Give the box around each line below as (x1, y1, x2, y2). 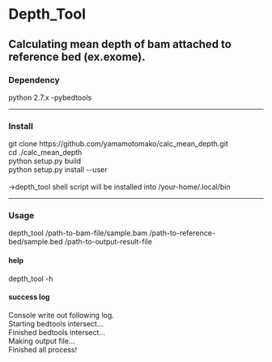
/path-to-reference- (149, 228, 216, 238)
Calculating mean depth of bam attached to (8, 37, 232, 51)
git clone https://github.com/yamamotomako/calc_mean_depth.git (8, 139, 228, 149)
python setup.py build (8, 156, 82, 166)
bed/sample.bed (8, 237, 63, 247)
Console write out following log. (8, 310, 115, 320)
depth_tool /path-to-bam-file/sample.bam (8, 228, 148, 238)
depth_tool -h (8, 274, 53, 283)
